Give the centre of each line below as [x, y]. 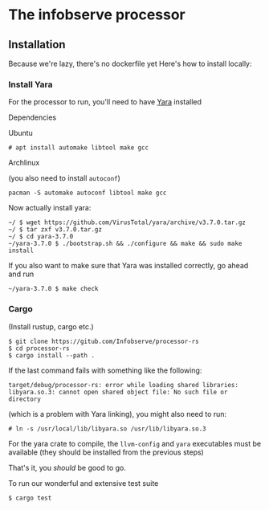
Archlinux [24, 163]
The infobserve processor [97, 15]
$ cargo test [30, 498]
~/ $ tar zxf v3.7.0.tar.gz [55, 230]
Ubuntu [21, 133]
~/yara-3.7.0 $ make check [53, 289]
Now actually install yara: [50, 208]
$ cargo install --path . [51, 355]
